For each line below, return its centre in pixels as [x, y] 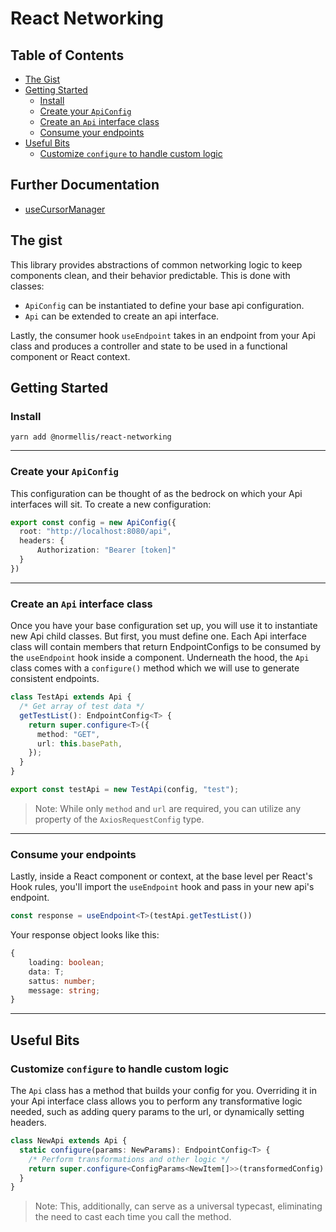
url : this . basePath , [79, 743]
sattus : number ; [62, 981]
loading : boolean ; [66, 962]
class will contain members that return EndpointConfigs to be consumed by [166, 647]
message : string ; [64, 990]
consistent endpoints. [55, 679]
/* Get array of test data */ [82, 707]
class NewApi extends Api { [69, 1141]
